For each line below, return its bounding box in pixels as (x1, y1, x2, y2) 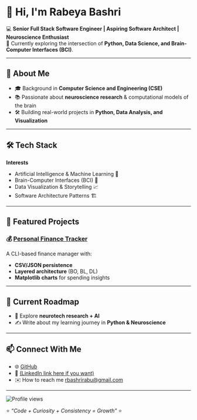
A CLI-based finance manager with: (6, 250, 92, 258)
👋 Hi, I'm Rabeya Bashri (6, 5, 121, 19)
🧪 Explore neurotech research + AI (14, 312, 100, 319)
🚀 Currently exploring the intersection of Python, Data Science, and (6, 39, 171, 46)
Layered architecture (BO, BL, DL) (14, 268, 98, 275)
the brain (14, 102, 37, 109)
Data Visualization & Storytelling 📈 (14, 183, 98, 190)
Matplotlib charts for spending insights (14, 274, 110, 281)
